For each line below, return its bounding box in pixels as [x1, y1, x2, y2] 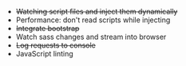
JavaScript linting [15, 49, 73, 58]
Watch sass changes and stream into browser [15, 32, 167, 41]
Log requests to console [15, 41, 96, 50]
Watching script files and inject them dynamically [15, 7, 178, 16]
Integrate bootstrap [15, 24, 80, 33]
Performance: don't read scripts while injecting [15, 15, 171, 25]
